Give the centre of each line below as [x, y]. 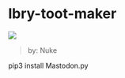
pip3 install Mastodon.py [48, 65]
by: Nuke [42, 50]
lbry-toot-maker [62, 14]
